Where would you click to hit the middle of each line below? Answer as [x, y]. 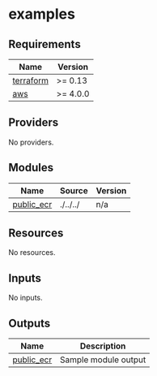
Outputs [30, 323]
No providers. [31, 142]
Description [103, 346]
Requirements [45, 44]
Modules [31, 168]
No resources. [32, 253]
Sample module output [103, 360]
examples [42, 14]
